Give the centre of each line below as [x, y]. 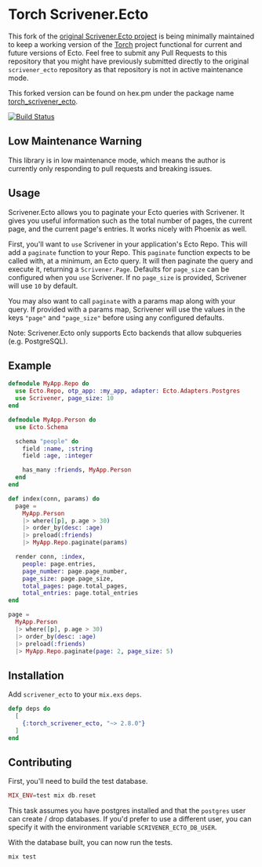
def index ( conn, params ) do [54, 499]
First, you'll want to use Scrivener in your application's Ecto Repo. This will [128, 244]
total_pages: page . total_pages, [75, 586]
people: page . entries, [59, 564]
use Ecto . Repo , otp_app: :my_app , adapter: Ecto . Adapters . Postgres [128, 391]
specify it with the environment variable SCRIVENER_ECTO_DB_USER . [113, 827]
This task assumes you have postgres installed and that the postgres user [127, 811]
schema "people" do [47, 441]
